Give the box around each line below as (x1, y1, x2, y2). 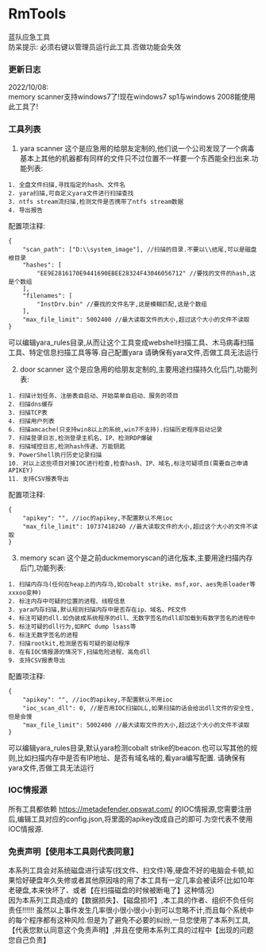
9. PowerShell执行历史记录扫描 (8, 451, 102, 458)
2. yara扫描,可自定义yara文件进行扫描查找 (8, 189, 134, 197)
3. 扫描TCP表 (8, 408, 48, 416)
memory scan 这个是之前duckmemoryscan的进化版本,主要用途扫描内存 (19, 552, 253, 562)
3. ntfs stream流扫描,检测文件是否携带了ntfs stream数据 (8, 197, 184, 205)
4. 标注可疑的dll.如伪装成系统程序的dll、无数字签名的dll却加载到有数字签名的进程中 (8, 614, 256, 622)
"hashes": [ (22, 260, 62, 269)
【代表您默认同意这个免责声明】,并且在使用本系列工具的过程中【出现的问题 (8, 925, 254, 935)
